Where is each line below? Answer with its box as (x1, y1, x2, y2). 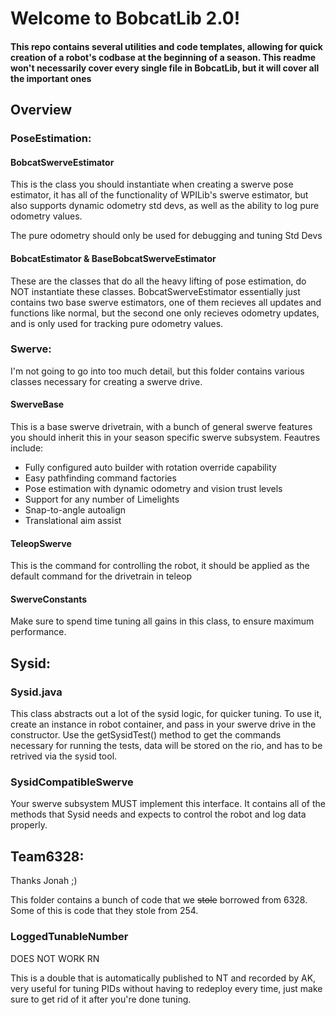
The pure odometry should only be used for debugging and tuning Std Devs (10, 230, 323, 242)
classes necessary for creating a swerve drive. (10, 375, 203, 387)
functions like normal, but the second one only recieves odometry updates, (10, 307, 320, 319)
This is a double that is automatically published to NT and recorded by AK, (10, 972, 317, 984)
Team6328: (10, 848, 85, 865)
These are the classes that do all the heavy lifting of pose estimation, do (10, 275, 307, 287)
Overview (10, 102, 73, 119)
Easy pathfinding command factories (24, 472, 177, 484)
